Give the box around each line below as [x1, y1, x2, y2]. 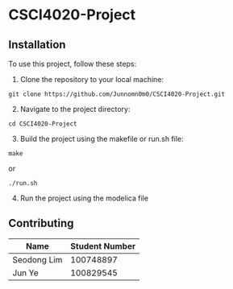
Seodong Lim [12, 254, 63, 265]
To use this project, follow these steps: [8, 59, 137, 68]
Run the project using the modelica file [19, 193, 149, 203]
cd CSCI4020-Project [8, 120, 78, 128]
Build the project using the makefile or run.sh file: [19, 134, 184, 143]
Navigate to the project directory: [19, 105, 131, 114]
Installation [8, 38, 66, 52]
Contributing [8, 217, 74, 230]
